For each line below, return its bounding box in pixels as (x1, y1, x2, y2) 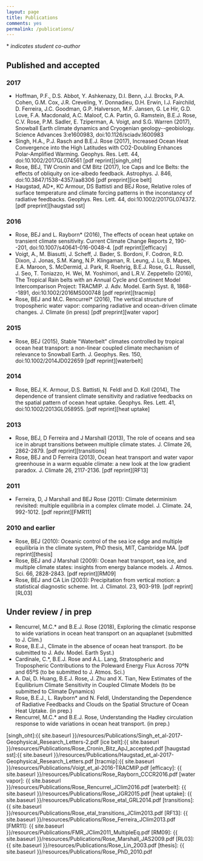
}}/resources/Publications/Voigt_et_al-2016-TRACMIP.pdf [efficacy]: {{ (6, 764, 182, 771)
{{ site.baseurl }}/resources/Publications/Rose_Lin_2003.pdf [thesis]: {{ (6, 842, 185, 849)
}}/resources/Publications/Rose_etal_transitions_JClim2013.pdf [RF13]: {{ (6, 809, 188, 817)
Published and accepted (6, 60, 100, 71)
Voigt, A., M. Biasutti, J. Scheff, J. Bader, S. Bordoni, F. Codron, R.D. (15, 251, 184, 258)
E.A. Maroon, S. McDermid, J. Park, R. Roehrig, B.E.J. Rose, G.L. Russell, (15, 263, 196, 271)
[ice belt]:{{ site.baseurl (99, 738, 159, 745)
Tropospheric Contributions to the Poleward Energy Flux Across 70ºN (15, 662, 189, 669)
